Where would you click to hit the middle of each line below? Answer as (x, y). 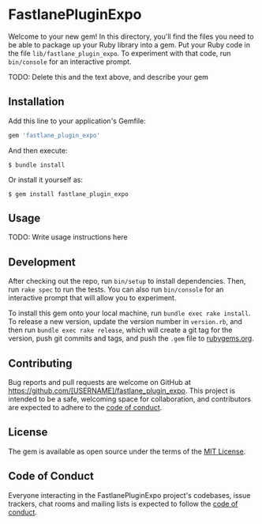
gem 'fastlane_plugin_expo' (54, 135)
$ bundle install (37, 165)
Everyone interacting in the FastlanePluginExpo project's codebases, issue (129, 495)
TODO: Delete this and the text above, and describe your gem (109, 77)
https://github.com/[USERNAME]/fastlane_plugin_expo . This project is (122, 391)
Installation (36, 102)
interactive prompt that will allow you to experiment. (92, 298)
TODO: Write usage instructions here (68, 237)
